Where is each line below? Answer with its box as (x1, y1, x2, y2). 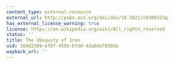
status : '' (6, 32, 34, 38)
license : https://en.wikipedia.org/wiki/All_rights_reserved (6, 26, 165, 32)
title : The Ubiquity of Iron (6, 37, 81, 43)
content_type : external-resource (6, 9, 92, 15)
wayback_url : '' (6, 49, 48, 55)
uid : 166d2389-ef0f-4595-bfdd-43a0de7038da (6, 43, 119, 49)
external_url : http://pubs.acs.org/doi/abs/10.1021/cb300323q (6, 15, 168, 21)
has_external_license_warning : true (6, 20, 100, 26)
